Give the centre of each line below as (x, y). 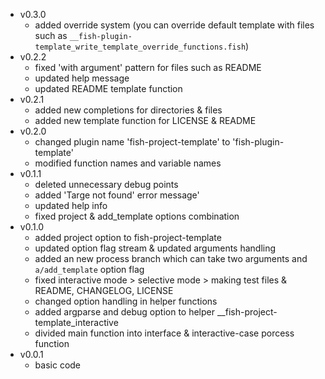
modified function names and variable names (128, 163)
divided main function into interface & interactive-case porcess (164, 333)
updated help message (82, 78)
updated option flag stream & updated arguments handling (155, 248)
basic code (58, 365)
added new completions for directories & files (128, 110)
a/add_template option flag (89, 269)
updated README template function (108, 88)
